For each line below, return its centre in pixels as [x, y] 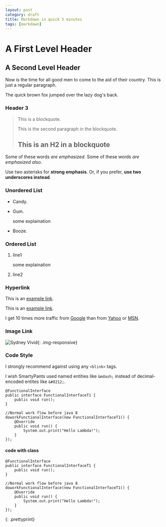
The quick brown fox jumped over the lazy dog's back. [62, 95]
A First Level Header [49, 49]
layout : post [19, 10]
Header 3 [17, 108]
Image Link [19, 331]
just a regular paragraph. [31, 85]
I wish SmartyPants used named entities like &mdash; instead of [71, 376]
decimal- [146, 376]
